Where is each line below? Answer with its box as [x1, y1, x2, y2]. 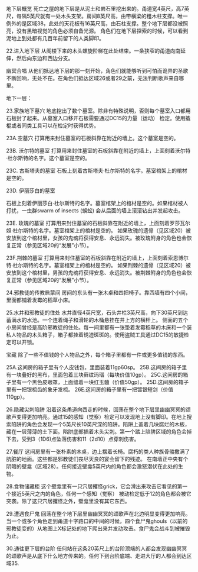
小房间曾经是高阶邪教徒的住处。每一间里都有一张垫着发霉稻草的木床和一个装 [6, 324, 192, 331]
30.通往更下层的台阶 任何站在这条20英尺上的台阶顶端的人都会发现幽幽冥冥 [6, 545, 187, 552]
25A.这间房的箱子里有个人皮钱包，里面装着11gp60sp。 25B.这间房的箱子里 [6, 364, 187, 371]
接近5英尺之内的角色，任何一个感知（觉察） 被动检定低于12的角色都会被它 [11, 490, 192, 497]
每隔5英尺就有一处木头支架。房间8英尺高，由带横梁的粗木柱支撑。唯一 [16, 12, 188, 20]
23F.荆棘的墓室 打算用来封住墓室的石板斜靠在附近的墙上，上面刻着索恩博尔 [6, 254, 189, 261]
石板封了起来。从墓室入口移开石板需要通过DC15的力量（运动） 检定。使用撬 [6, 115, 191, 121]
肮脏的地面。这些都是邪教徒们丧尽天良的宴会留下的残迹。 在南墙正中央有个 [6, 455, 189, 463]
